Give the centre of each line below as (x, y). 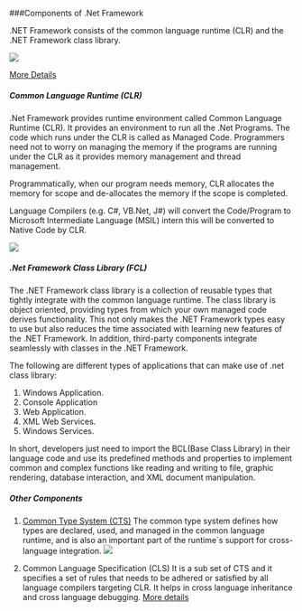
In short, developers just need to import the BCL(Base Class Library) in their (150, 448)
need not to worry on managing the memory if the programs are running (143, 146)
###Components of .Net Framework (77, 13)
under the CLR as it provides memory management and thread (125, 156)
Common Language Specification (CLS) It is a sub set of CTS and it (147, 568)
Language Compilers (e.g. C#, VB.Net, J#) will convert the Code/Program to (150, 211)
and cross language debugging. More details (105, 597)
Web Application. (54, 411)
